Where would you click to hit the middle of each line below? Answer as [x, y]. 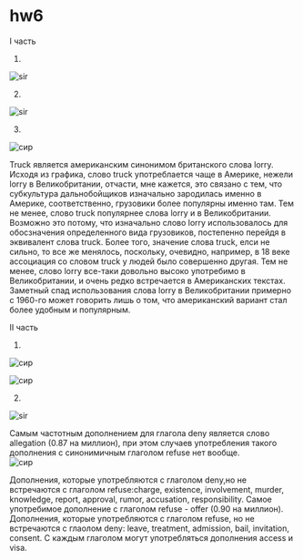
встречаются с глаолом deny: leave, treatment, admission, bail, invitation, [149, 528]
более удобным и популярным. [70, 310]
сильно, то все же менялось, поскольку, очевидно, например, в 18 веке [150, 251]
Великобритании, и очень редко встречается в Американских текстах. [147, 280]
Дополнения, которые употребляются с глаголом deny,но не [128, 480]
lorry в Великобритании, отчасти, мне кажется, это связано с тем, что [146, 184]
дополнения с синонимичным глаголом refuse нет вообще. [125, 453]
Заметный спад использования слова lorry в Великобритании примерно [151, 290]
